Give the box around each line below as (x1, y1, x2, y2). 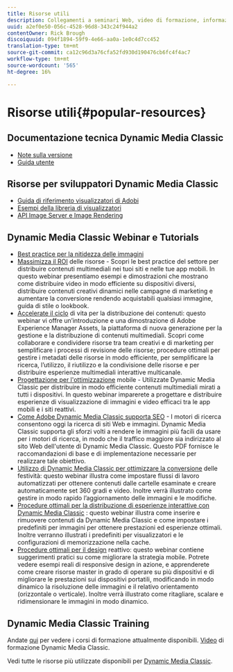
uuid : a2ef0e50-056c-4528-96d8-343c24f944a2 (7, 23, 138, 30)
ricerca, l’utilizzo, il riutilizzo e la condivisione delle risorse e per (17, 361, 200, 369)
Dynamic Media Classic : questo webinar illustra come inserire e (17, 509, 201, 517)
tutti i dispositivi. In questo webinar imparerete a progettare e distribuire (17, 390, 222, 399)
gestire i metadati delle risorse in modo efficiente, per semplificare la (17, 353, 214, 362)
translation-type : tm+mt (7, 42, 79, 49)
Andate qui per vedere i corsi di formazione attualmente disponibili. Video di (7, 636, 224, 644)
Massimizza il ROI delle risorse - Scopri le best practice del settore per (17, 257, 219, 266)
